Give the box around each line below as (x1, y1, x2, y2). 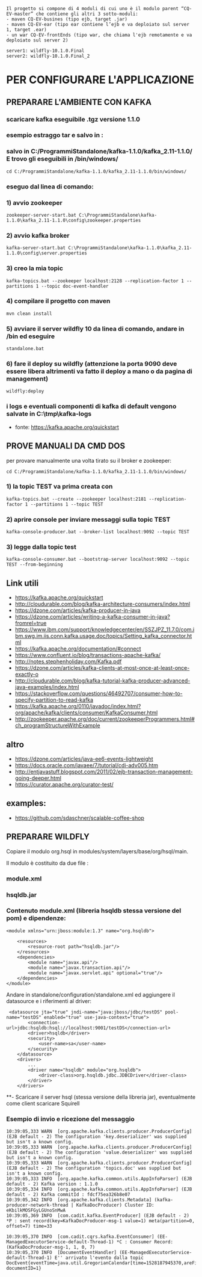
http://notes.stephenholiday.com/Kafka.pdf (14, 658, 122, 665)
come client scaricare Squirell (6, 1099, 80, 1107)
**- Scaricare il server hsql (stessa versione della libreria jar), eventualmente (6, 1093, 196, 1101)
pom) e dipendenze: (6, 914, 66, 923)
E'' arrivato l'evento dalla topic (54, 1255, 144, 1261)
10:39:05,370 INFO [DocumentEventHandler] (6, 1249, 117, 1256)
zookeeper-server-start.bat (6, 212, 77, 218)
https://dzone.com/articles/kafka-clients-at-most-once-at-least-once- (14, 664, 190, 672)
